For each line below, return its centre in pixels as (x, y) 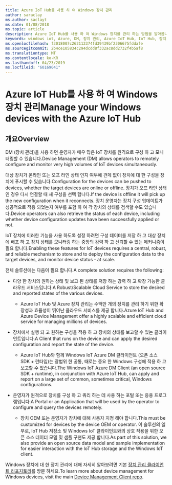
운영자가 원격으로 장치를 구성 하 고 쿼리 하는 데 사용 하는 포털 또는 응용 (83, 395)
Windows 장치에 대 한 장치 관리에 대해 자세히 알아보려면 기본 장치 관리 (76, 465)
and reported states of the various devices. (58, 293)
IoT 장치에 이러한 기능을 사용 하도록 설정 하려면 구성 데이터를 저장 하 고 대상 (81, 236)
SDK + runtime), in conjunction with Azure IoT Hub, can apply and (90, 374)
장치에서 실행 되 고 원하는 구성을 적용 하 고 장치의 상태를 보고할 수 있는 (83, 332)
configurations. (36, 385)
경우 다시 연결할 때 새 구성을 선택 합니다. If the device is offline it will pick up (88, 194)
